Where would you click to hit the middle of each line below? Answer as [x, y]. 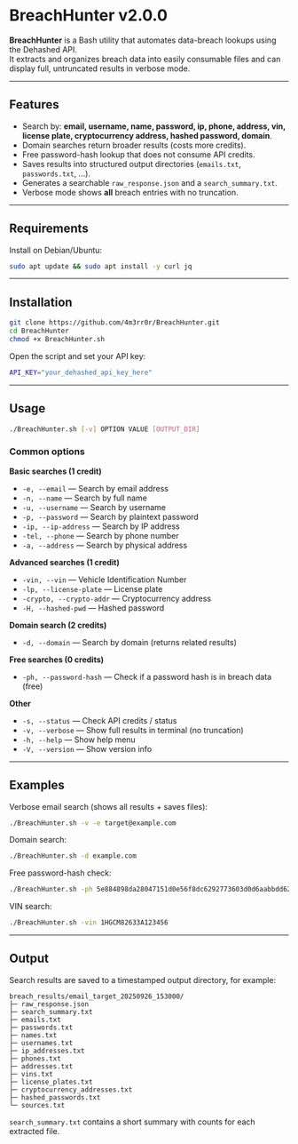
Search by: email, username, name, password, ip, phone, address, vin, [154, 126]
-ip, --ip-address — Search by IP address [101, 526]
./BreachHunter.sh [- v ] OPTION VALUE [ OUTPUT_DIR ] [105, 429]
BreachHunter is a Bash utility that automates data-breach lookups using [143, 40]
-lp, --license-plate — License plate [92, 588]
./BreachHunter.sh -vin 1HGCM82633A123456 [89, 923]
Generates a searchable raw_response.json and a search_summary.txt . [149, 182]
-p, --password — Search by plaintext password [110, 516]
